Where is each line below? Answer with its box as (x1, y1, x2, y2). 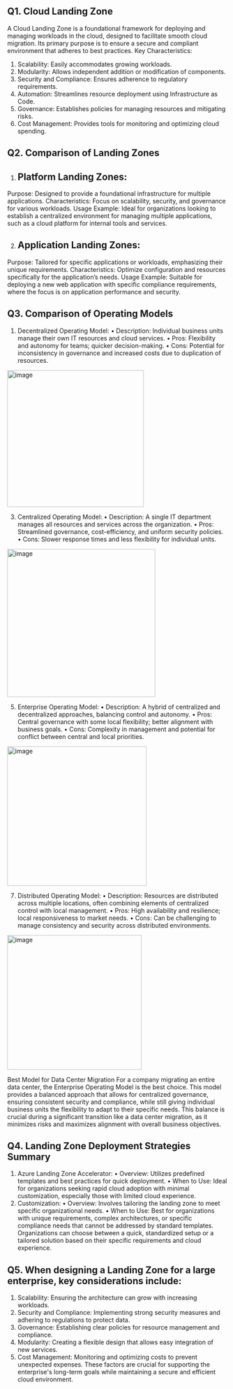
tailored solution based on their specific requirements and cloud (17, 1237, 202, 1245)
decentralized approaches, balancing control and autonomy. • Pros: (17, 710, 213, 719)
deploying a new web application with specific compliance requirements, (7, 280, 217, 289)
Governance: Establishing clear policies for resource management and (17, 1323, 220, 1332)
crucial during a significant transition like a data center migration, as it (7, 1112, 208, 1121)
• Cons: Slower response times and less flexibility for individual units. (17, 535, 216, 543)
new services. (17, 1346, 58, 1354)
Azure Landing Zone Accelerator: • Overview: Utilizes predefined (17, 1170, 205, 1178)
